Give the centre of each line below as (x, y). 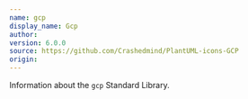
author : (24, 34)
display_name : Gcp (44, 26)
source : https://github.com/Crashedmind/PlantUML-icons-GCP (124, 51)
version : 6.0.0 (38, 43)
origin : (24, 59)
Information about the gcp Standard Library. (89, 85)
